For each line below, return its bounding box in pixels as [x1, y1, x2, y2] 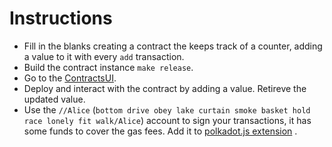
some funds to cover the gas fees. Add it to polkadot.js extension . [23, 125, 298, 137]
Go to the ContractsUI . [23, 72, 117, 84]
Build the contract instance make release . [23, 61, 194, 73]
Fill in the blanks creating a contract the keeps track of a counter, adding [23, 40, 323, 52]
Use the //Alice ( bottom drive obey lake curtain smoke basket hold [23, 103, 311, 116]
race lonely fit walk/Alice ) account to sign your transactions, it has [23, 114, 312, 126]
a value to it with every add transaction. [23, 50, 185, 62]
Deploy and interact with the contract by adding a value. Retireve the [23, 82, 307, 94]
